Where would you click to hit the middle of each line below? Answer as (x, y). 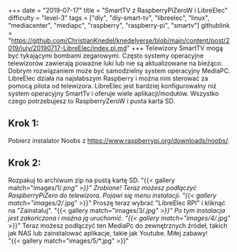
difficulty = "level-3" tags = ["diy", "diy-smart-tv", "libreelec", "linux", (109, 18)
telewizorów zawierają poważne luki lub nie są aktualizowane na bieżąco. (116, 63)
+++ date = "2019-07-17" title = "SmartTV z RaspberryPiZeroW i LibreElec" (118, 10)
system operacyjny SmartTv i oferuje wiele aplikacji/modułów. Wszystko (114, 93)
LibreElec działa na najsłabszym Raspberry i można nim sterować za (108, 78)
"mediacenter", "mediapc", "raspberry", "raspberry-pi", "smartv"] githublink (119, 25)
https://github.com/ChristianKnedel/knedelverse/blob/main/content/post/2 (120, 41)
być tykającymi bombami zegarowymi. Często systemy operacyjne (106, 56)
